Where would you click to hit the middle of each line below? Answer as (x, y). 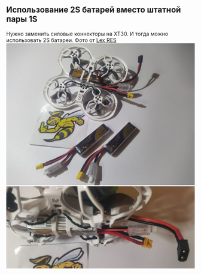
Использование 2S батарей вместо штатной (94, 10)
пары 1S (22, 20)
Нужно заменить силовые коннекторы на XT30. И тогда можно (87, 34)
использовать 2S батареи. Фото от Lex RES (61, 40)
